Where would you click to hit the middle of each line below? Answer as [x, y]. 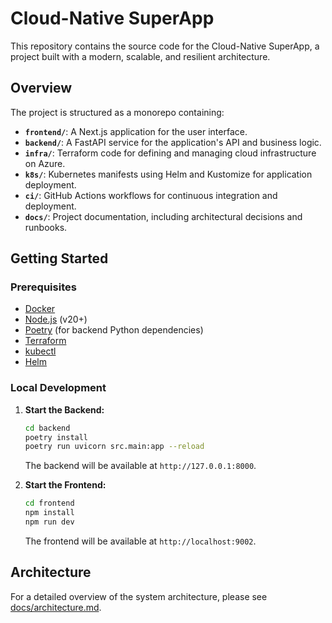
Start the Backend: [64, 409]
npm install [49, 513]
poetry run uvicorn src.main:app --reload [114, 447]
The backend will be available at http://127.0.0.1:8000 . [140, 466]
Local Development [58, 388]
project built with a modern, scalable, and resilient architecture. [140, 56]
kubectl [40, 351]
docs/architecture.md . [56, 607]
